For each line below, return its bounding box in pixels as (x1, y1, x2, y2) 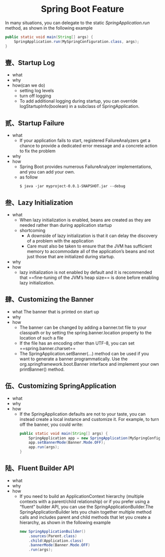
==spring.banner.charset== (19, 345, 76, 351)
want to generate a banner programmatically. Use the (19, 356, 128, 362)
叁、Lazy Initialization (5, 198, 73, 207)
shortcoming (19, 228, 46, 233)
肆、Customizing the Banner (5, 295, 94, 304)
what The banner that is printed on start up (12, 309, 99, 314)
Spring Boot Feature (41, 3, 124, 15)
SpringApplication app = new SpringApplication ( (28, 435, 130, 441)
